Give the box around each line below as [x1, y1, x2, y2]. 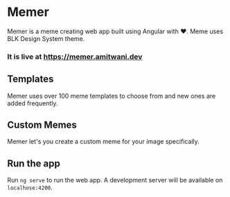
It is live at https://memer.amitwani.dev [7, 51, 143, 61]
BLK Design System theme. [7, 34, 85, 42]
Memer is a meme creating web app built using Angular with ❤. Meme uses [7, 27, 224, 35]
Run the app [7, 157, 60, 169]
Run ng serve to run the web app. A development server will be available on [7, 176, 223, 185]
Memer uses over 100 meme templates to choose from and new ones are [7, 92, 216, 100]
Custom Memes [7, 119, 78, 131]
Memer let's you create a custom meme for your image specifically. [7, 137, 200, 146]
